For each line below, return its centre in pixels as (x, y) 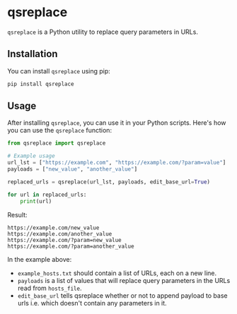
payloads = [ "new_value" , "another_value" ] (73, 169)
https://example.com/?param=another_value (71, 246)
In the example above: (40, 259)
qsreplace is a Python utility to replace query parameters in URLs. (103, 32)
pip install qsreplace (41, 84)
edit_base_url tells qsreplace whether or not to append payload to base (122, 295)
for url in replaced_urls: (47, 195)
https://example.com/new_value (53, 228)
